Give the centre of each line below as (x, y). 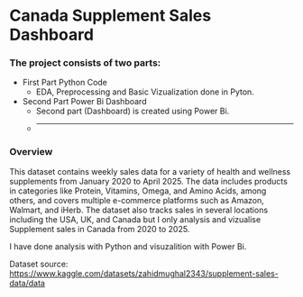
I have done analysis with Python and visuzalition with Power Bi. (128, 246)
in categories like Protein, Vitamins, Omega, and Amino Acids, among (138, 191)
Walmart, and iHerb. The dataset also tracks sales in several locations (139, 210)
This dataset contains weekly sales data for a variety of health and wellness (150, 171)
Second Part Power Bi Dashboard (84, 102)
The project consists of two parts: (85, 63)
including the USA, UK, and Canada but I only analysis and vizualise (135, 219)
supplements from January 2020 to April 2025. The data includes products (149, 181)
